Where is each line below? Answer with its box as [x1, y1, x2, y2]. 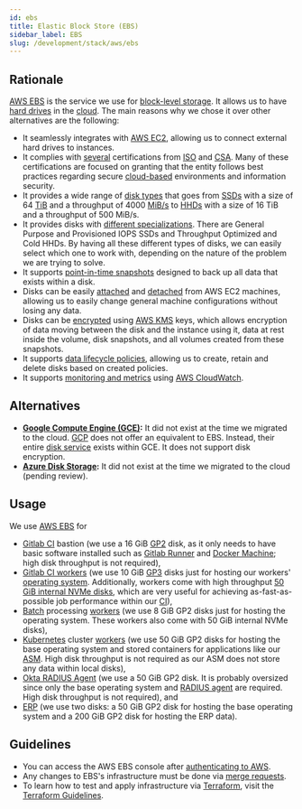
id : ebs [9, 13, 39, 23]
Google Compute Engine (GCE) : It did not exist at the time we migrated [22, 422, 288, 433]
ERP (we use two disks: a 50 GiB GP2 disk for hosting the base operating [22, 701, 293, 711]
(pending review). [22, 470, 88, 481]
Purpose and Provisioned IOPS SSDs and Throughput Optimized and [22, 228, 278, 239]
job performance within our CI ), [55, 595, 173, 606]
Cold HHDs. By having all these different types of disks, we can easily [22, 238, 282, 249]
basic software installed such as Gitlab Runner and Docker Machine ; [22, 547, 277, 558]
